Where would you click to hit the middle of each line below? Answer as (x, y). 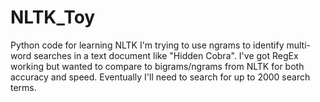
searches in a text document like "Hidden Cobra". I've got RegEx (166, 55)
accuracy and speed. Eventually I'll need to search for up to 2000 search (160, 77)
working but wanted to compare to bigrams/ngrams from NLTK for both (157, 66)
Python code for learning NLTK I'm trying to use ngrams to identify (147, 45)
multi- (298, 45)
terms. (23, 87)
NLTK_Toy (53, 17)
